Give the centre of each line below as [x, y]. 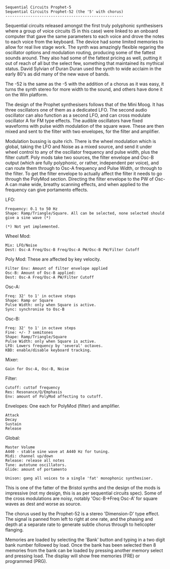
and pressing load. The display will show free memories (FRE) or [73, 556]
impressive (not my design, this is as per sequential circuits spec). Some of [84, 493]
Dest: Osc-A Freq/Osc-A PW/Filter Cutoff [50, 277]
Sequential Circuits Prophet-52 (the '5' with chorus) [64, 12]
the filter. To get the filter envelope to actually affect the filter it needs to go [84, 173]
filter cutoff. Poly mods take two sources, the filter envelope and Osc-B [79, 157]
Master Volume [20, 447]
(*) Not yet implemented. [32, 227]
